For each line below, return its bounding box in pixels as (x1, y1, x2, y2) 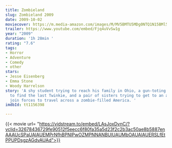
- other (5, 64, 22, 69)
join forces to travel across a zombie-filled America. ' (10, 97, 137, 103)
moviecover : (5, 21, 31, 27)
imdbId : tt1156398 (5, 103, 45, 108)
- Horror (5, 50, 24, 55)
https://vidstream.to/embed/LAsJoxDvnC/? (39, 121, 130, 127)
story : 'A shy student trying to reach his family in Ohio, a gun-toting (5, 88, 166, 93)
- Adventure (5, 55, 31, 60)
